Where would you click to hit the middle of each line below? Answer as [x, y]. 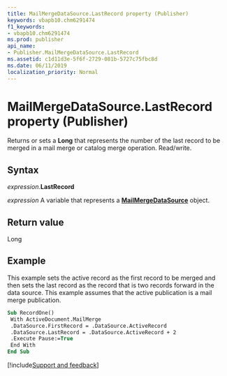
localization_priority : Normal [53, 72]
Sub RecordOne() [31, 313]
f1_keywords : [26, 27]
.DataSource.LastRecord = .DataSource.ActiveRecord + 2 [93, 332]
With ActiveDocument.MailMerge [56, 319]
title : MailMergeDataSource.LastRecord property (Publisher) [98, 14]
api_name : [22, 46]
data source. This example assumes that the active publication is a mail [110, 292]
